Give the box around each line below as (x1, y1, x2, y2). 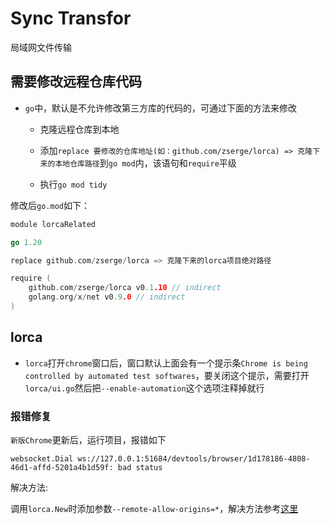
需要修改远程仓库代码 (10, 73, 142, 91)
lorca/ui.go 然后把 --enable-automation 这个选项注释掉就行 (24, 382, 265, 394)
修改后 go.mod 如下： (10, 199, 90, 211)
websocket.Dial (10, 453, 74, 464)
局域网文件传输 (10, 41, 72, 53)
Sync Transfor (10, 7, 132, 30)
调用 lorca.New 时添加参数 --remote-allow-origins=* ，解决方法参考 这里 (10, 502, 299, 514)
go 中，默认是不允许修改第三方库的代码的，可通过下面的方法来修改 (24, 102, 298, 114)
